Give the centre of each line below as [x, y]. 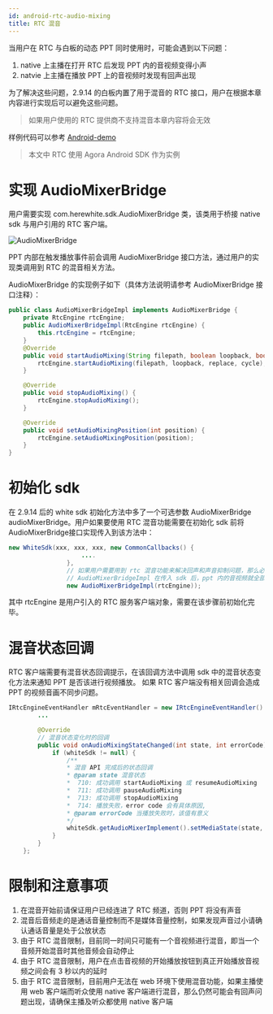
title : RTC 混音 [35, 24]
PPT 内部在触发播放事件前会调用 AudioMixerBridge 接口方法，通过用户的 [130, 258]
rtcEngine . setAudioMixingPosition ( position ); [116, 438]
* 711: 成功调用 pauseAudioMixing [124, 791]
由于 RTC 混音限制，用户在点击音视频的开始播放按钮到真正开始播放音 [136, 960]
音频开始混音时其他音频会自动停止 [77, 951]
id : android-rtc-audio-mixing [60, 16]
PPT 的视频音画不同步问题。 [56, 692]
